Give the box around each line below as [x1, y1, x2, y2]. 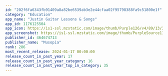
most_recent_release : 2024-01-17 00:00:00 [5, 49, 95, 54]
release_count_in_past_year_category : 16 [5, 58, 93, 63]
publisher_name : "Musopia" [5, 40, 61, 45]
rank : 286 [5, 44, 26, 49]
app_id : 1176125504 [5, 21, 46, 26]
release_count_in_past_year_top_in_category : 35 [5, 63, 108, 68]
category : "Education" [5, 12, 52, 17]
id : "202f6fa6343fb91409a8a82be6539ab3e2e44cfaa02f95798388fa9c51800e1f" [5, 7, 162, 12]
